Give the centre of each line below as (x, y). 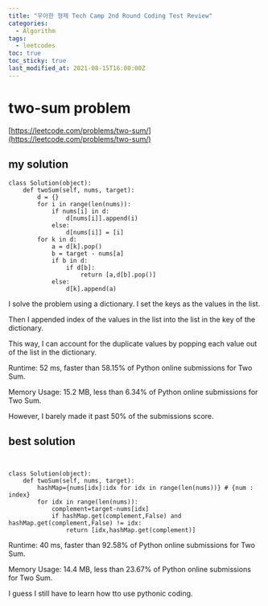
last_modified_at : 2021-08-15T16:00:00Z (77, 68)
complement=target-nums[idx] (100, 509)
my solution (39, 165)
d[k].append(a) (91, 288)
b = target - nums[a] (88, 253)
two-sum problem (70, 108)
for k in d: (58, 239)
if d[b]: (80, 268)
